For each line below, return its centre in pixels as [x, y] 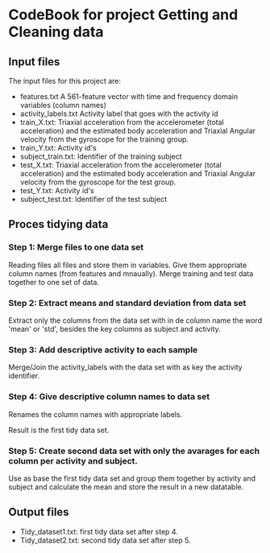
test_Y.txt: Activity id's [57, 190]
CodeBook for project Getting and [123, 15]
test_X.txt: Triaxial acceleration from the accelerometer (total [120, 165]
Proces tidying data [58, 224]
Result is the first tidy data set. [59, 430]
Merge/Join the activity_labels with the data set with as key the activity [126, 367]
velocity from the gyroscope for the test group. [98, 182]
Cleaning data [56, 32]
